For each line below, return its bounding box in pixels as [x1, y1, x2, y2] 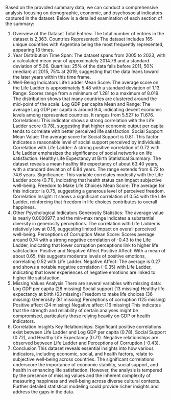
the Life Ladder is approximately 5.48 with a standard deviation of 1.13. [12, 85, 161, 91]
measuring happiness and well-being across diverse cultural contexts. [12, 378, 161, 384]
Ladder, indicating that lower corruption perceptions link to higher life [12, 242, 159, 248]
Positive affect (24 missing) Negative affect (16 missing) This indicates [12, 302, 161, 308]
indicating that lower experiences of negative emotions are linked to [12, 269, 156, 275]
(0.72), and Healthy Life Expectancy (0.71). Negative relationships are [12, 335, 159, 340]
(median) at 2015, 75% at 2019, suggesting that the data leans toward [12, 68, 159, 75]
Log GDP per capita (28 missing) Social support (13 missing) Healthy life [12, 286, 165, 292]
